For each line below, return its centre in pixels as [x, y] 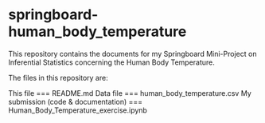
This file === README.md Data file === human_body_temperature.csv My [130, 93]
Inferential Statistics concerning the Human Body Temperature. [111, 62]
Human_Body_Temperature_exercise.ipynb [78, 110]
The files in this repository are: [58, 77]
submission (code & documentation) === [76, 101]
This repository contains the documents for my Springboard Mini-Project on [132, 54]
